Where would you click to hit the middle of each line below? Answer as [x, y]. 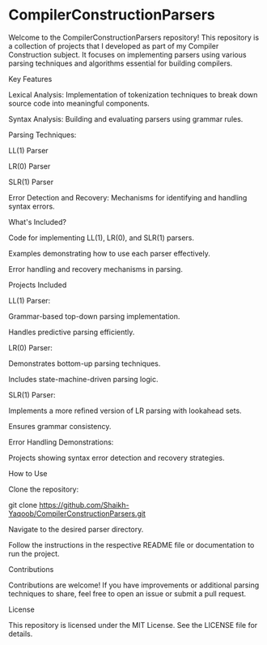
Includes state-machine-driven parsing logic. [83, 379]
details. [21, 634]
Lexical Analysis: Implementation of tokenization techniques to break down [133, 94]
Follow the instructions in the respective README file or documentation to [131, 544]
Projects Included [38, 285]
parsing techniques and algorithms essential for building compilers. [121, 63]
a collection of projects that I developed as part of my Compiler [114, 45]
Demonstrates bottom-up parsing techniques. [85, 363]
